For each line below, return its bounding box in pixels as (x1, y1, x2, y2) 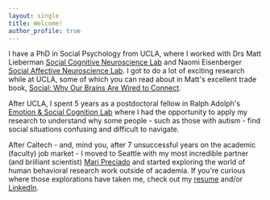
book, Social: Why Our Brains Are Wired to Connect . (8, 83, 181, 93)
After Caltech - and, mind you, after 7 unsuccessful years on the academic (8, 140, 256, 150)
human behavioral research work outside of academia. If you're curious (8, 166, 246, 176)
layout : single (8, 11, 60, 20)
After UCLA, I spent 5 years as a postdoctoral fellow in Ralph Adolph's (8, 98, 240, 109)
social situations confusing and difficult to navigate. (8, 124, 180, 134)
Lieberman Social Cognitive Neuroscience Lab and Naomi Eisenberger (8, 57, 243, 67)
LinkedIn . (8, 183, 39, 193)
